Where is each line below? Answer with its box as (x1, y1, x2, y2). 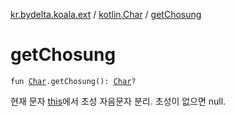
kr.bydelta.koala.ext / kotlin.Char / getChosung (10, 9, 202, 20)
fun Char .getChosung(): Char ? (10, 76, 137, 86)
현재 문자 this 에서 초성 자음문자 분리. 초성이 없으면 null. (10, 95, 227, 107)
